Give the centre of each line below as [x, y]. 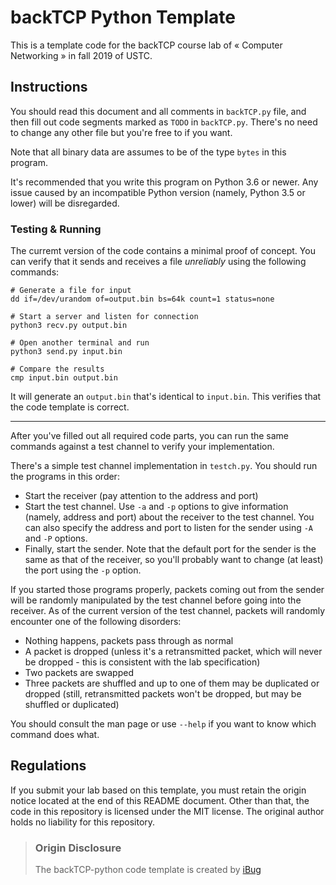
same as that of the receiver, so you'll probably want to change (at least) [174, 560]
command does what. [55, 735]
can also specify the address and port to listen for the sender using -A [169, 528]
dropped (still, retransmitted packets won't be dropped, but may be [163, 694]
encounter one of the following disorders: [96, 622]
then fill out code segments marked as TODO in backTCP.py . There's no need [164, 122]
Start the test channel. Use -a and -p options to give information [156, 507]
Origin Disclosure [78, 848]
